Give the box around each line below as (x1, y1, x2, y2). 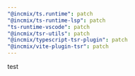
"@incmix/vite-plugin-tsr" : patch (7, 43, 110, 50)
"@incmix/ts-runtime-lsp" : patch (7, 17, 106, 24)
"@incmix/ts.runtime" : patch (7, 10, 93, 18)
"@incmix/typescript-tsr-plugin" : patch (7, 37, 129, 44)
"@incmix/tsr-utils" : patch (7, 30, 90, 37)
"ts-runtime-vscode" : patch (7, 23, 90, 30)
